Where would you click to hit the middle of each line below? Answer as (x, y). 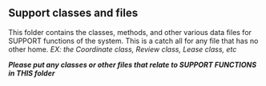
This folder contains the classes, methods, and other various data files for (130, 32)
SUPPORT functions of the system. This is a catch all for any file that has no (133, 41)
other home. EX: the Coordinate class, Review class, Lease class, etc (123, 49)
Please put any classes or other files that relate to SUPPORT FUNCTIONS (133, 64)
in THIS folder (32, 73)
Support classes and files (73, 13)
